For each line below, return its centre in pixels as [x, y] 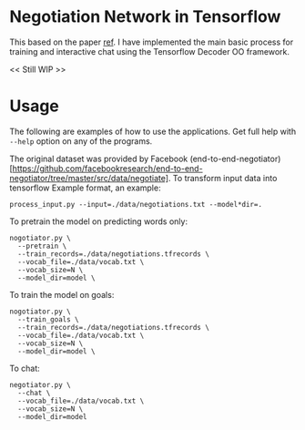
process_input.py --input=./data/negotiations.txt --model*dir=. [136, 204]
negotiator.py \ [40, 384]
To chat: [25, 368]
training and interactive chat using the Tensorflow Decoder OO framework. [149, 51]
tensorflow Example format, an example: [85, 188]
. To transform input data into [223, 178]
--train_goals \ [48, 319]
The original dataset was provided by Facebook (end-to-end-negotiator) [145, 159]
